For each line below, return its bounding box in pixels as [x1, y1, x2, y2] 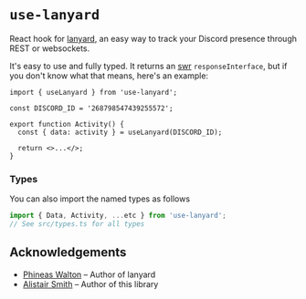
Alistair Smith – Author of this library [22, 278, 159, 289]
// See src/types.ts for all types [9, 220, 145, 229]
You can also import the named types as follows [9, 193, 190, 204]
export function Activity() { [9, 119, 125, 129]
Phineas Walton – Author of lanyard [22, 269, 156, 280]
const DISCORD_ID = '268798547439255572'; [9, 103, 174, 113]
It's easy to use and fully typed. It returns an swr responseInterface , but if [9, 60, 288, 71]
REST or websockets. [9, 43, 90, 54]
